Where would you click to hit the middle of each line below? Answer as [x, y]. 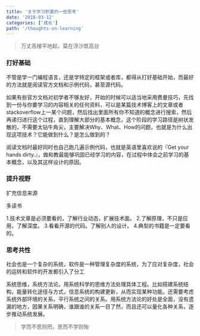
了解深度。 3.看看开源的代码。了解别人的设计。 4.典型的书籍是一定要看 [103, 225]
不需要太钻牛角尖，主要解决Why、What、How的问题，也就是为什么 [104, 127]
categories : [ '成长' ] [32, 23]
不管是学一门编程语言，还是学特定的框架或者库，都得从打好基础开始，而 [95, 77]
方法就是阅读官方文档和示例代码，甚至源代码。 [68, 85]
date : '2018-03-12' [30, 17]
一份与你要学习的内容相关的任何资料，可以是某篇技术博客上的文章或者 [97, 104]
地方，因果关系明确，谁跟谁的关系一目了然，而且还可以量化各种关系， [102, 307]
